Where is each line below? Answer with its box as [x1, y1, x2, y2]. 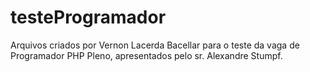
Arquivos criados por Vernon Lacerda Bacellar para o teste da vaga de [10, 39, 300, 51]
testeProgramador [10, 6, 167, 29]
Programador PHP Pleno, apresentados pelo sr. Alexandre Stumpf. [10, 49, 283, 61]
